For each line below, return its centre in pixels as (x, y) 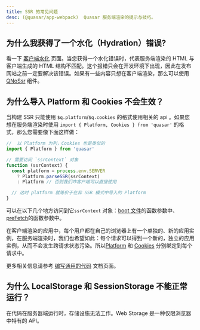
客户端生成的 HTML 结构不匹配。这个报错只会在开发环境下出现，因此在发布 (99, 66)
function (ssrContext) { (37, 165)
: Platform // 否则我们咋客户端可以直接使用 (67, 182)
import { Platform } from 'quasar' (50, 149)
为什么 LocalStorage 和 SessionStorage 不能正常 (97, 287)
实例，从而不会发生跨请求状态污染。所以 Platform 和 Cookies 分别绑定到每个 (99, 245)
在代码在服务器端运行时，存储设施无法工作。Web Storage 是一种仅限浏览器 (99, 313)
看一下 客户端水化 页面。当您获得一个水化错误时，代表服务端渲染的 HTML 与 (100, 59)
